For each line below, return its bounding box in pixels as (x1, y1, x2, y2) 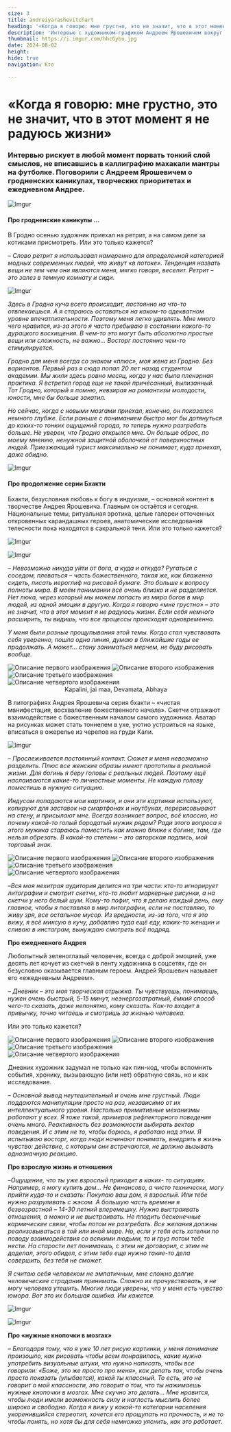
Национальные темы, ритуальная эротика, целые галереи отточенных (8, 509, 215, 518)
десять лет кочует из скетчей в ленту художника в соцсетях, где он (8, 959, 207, 967)
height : (8, 49, 30, 56)
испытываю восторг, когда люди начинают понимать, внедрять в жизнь (8, 1134, 221, 1143)
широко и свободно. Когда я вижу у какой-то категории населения (8, 1403, 206, 1411)
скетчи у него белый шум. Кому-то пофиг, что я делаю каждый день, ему (8, 896, 223, 904)
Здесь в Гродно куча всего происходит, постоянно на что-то (8, 300, 187, 309)
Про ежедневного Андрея (8, 938, 86, 946)
